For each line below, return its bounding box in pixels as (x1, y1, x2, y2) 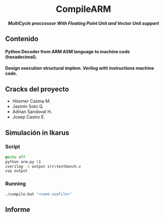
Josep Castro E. (12, 114, 46, 120)
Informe (5, 205, 31, 214)
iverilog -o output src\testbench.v (5, 164, 81, 169)
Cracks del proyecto (5, 85, 69, 93)
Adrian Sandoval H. (12, 108, 52, 115)
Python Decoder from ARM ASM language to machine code (5, 48, 130, 54)
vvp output (5, 168, 28, 174)
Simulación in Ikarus (5, 128, 70, 137)
